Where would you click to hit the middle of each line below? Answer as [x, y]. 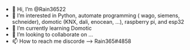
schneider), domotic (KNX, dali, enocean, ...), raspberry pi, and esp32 [98, 22]
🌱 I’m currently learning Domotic [52, 28]
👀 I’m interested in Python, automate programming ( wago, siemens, [96, 15]
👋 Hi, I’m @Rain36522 [39, 9]
